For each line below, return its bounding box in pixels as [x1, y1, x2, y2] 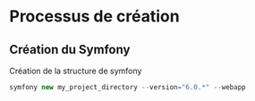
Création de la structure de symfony [9, 65, 142, 76]
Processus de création [9, 6, 181, 27]
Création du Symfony [9, 42, 131, 57]
